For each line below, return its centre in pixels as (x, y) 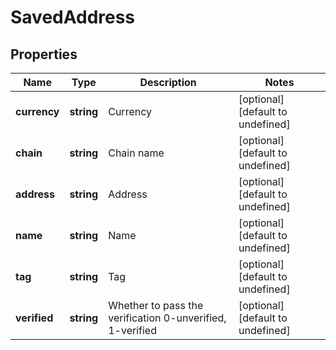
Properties (44, 54)
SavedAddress (73, 17)
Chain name (136, 153)
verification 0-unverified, (167, 318)
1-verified (132, 330)
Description (168, 82)
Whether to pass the (156, 305)
